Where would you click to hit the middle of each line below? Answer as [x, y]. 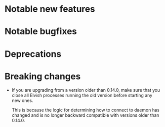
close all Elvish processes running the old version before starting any [82, 95]
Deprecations [33, 54]
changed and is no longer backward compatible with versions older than [85, 115]
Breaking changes [43, 76]
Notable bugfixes [41, 32]
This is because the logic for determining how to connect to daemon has [85, 110]
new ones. [22, 100]
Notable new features [50, 9]
